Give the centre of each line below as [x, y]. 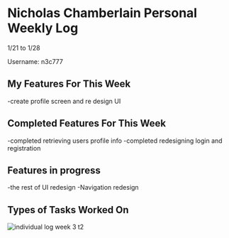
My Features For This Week [69, 84]
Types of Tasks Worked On [68, 210]
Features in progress [54, 170]
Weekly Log [43, 28]
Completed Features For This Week [87, 123]
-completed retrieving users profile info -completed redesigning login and [115, 141]
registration [24, 148]
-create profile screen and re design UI [64, 101]
